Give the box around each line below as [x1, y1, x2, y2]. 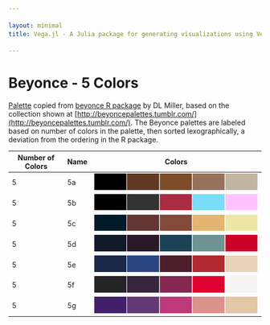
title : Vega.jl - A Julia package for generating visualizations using [8, 30, 253, 38]
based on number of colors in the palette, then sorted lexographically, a [8, 126, 245, 136]
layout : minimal [8, 21, 63, 30]
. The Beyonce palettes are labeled [130, 117, 246, 128]
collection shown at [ [8, 109, 78, 119]
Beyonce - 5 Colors [8, 74, 139, 93]
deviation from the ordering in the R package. [8, 135, 159, 145]
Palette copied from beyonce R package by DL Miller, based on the [8, 101, 230, 110]
